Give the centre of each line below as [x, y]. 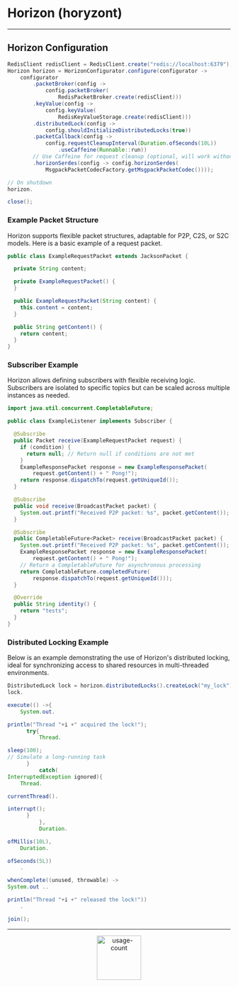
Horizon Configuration [58, 48]
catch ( [49, 770]
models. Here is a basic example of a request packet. [85, 243]
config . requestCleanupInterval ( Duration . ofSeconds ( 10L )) [131, 143]
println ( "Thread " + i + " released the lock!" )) [77, 900]
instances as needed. [39, 396]
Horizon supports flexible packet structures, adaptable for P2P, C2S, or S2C [118, 235]
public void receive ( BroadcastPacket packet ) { [85, 506]
